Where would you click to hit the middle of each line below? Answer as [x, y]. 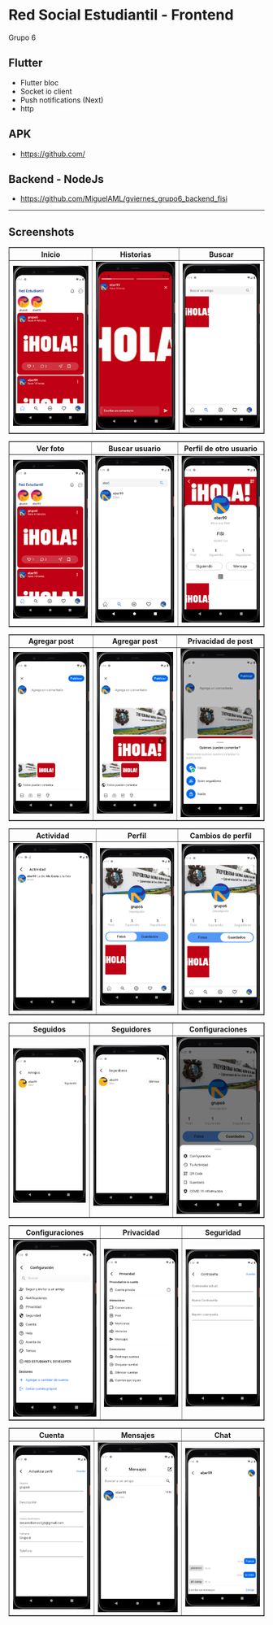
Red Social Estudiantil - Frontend [121, 15]
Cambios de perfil [221, 836]
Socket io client [46, 91]
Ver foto [50, 448]
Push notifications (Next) [62, 100]
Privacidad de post [221, 641]
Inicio [51, 254]
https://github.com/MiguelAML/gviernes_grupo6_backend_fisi [123, 199]
